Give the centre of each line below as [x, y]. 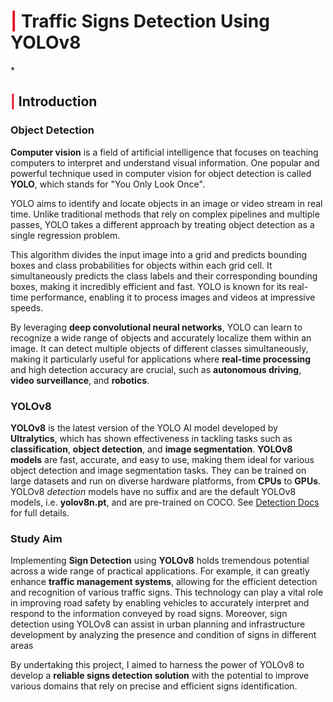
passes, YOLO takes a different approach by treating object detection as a [162, 224]
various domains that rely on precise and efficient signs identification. [154, 686]
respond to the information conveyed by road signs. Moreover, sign [149, 614]
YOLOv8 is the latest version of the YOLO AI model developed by [144, 427]
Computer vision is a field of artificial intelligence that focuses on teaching [164, 152]
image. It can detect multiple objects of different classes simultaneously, [159, 348]
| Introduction [54, 101]
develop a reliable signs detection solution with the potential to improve [160, 676]
